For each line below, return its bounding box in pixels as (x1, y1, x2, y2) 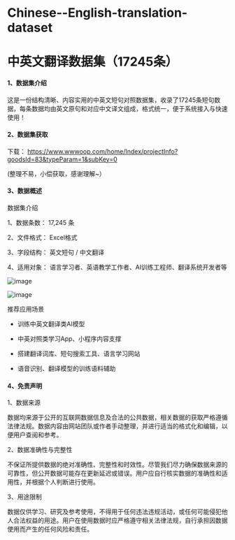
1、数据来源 (7, 398, 41, 407)
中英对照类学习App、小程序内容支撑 (17, 334, 122, 343)
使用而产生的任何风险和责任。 (7, 525, 93, 534)
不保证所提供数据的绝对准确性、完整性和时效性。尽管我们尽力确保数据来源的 (7, 460, 228, 469)
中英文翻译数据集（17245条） (7, 54, 178, 70)
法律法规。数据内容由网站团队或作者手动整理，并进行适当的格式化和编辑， (7, 422, 222, 430)
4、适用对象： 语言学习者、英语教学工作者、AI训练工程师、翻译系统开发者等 (7, 263, 227, 271)
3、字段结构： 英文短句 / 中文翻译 (7, 248, 105, 256)
